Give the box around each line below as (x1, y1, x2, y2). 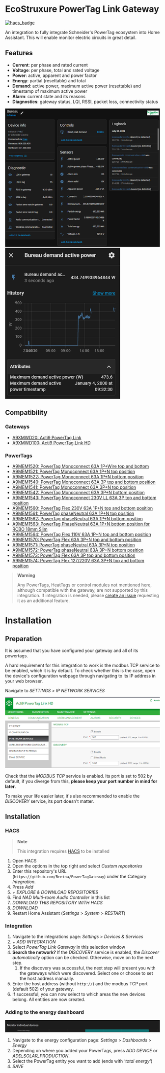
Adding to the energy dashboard (5, 1008, 84, 1015)
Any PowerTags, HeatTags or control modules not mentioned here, (17, 582, 152, 588)
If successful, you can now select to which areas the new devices (12, 991, 146, 997)
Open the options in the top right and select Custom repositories (12, 863, 142, 869)
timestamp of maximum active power (12, 88, 87, 94)
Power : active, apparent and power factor (12, 72, 97, 78)
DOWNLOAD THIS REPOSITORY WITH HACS (12, 899, 103, 905)
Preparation (5, 635, 42, 643)
